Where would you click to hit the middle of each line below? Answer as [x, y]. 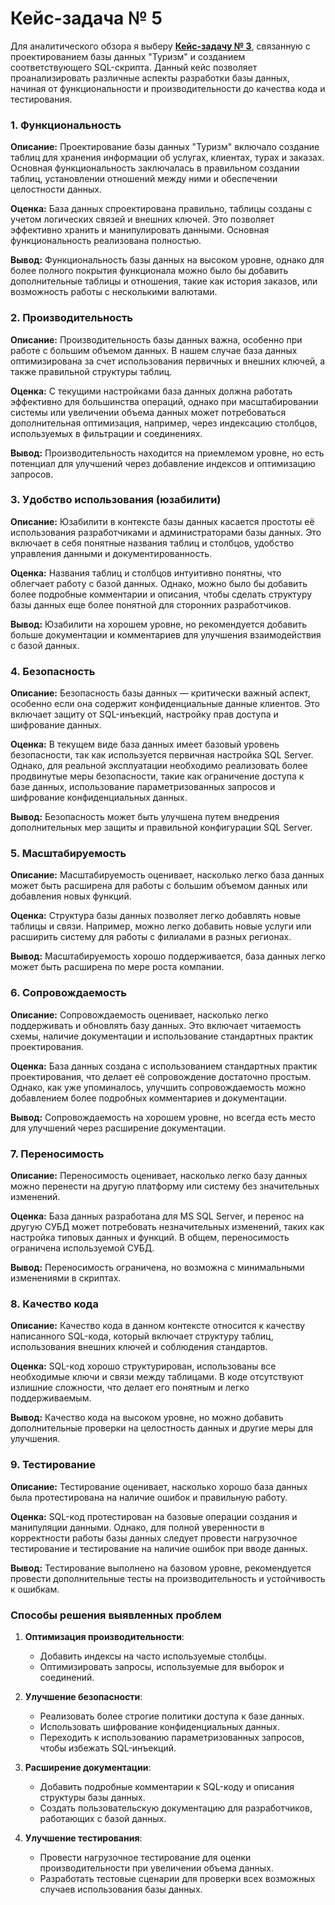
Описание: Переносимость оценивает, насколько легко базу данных [159, 1176]
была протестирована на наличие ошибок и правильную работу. [149, 1497]
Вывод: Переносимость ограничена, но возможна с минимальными [157, 1268]
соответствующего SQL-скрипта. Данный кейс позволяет [134, 67]
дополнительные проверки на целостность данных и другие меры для [161, 1428]
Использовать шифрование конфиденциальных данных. [159, 1726]
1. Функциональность [66, 125]
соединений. [67, 1677]
